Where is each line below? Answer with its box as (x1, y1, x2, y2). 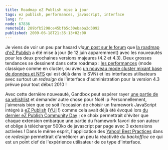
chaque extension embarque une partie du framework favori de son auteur (5, 118, 159, 123)
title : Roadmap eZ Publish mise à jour (5, 7, 89, 12)
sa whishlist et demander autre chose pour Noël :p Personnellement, (5, 96, 147, 102)
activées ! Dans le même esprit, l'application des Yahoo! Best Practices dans (5, 128, 163, 134)
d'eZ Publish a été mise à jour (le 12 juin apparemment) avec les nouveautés (5, 49, 162, 55)
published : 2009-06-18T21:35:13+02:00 (5, 30, 86, 35)
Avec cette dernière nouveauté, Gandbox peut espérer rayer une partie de (5, 91, 158, 97)
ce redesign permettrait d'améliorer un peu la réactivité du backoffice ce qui (5, 133, 163, 139)
